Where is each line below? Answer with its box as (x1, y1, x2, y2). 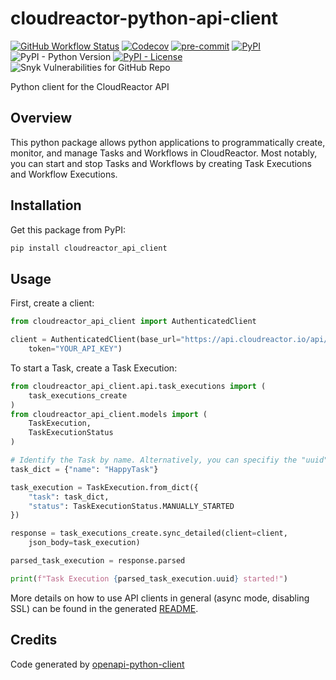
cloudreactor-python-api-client (10, 7, 278, 30)
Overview (10, 110, 73, 127)
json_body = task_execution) (28, 538, 141, 548)
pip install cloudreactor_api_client (10, 243, 168, 253)
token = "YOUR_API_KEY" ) (28, 344, 123, 354)
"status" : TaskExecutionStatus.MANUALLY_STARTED (28, 501, 235, 511)
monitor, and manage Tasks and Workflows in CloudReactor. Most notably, (10, 147, 318, 159)
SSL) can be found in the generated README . (10, 602, 199, 614)
